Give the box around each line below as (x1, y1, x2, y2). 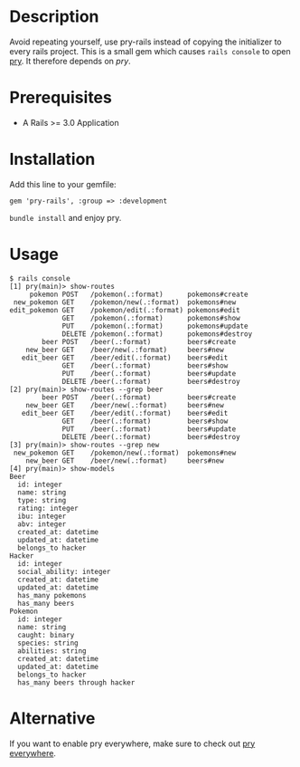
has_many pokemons (17, 590, 88, 599)
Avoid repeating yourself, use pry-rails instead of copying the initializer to (9, 36, 282, 47)
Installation (9, 149, 96, 169)
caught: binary (17, 630, 75, 639)
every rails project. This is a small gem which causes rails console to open (9, 45, 291, 56)
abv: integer (17, 519, 67, 529)
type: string (17, 495, 67, 504)
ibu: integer (17, 512, 67, 521)
